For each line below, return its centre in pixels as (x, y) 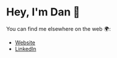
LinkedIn (25, 49)
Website (25, 42)
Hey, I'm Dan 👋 (43, 12)
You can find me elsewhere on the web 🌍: (58, 28)
